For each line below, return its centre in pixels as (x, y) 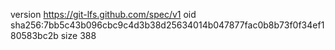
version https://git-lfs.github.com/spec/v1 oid (103, 14)
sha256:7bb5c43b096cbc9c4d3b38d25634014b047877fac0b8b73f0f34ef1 (167, 25)
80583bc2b (34, 35)
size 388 (78, 35)
